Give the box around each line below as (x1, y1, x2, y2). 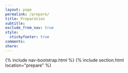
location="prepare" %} (5, 62, 52, 68)
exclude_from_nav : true (5, 25, 54, 30)
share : (5, 44, 19, 49)
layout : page (5, 7, 32, 12)
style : (5, 30, 19, 35)
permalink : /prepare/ (5, 12, 50, 17)
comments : (5, 39, 26, 44)
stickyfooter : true (9, 35, 50, 40)
